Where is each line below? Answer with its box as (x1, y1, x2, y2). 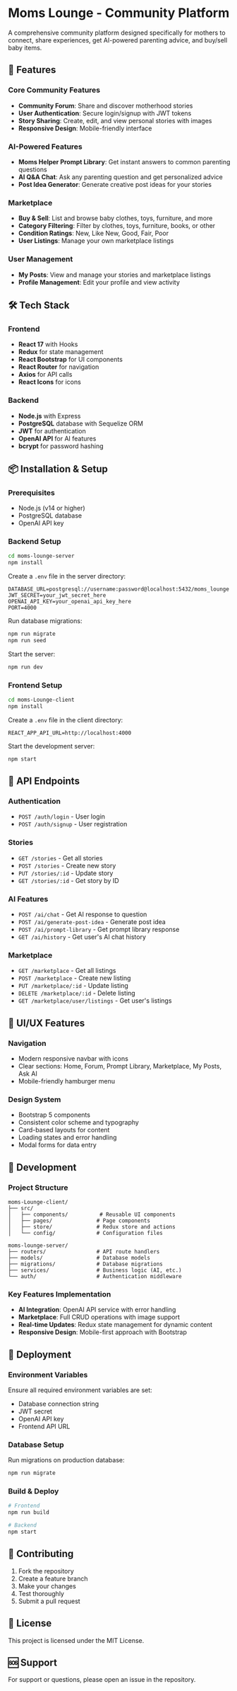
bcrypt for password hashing (18, 441, 104, 450)
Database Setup (8, 1440, 64, 1450)
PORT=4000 (8, 604, 37, 612)
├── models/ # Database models (8, 1255, 151, 1262)
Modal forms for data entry (18, 1141, 97, 1149)
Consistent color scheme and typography (18, 1118, 140, 1127)
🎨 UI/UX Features (8, 1017, 85, 1029)
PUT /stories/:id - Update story (18, 869, 114, 877)
